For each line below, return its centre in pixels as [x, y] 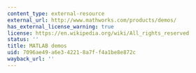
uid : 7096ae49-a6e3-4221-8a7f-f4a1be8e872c [72, 53]
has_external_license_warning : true [61, 26]
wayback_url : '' [31, 59]
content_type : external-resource [56, 14]
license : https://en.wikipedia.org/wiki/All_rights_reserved [98, 33]
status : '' [23, 40]
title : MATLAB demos [37, 46]
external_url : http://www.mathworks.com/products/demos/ [92, 20]
